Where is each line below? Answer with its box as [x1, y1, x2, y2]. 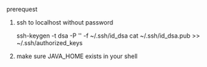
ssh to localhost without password [16, 18, 114, 26]
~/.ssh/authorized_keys [16, 39, 83, 46]
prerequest [6, 5, 38, 13]
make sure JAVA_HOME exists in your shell [16, 52, 138, 60]
